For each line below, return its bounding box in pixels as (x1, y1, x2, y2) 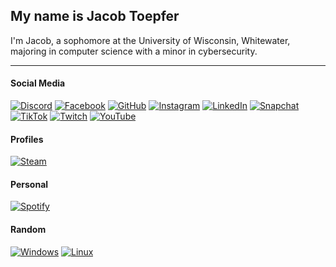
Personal (10, 178, 49, 190)
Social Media (10, 77, 66, 89)
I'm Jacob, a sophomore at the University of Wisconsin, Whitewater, (10, 34, 291, 46)
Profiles (10, 133, 44, 145)
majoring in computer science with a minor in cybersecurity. (10, 45, 258, 57)
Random (10, 224, 47, 236)
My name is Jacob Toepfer (10, 8, 180, 25)
